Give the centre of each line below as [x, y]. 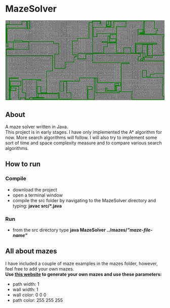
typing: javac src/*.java [37, 206]
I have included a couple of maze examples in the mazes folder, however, [81, 263]
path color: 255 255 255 [38, 300]
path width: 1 [26, 284]
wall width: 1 [25, 289]
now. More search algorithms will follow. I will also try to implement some [81, 138]
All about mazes [31, 251]
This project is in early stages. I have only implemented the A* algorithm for [84, 132]
